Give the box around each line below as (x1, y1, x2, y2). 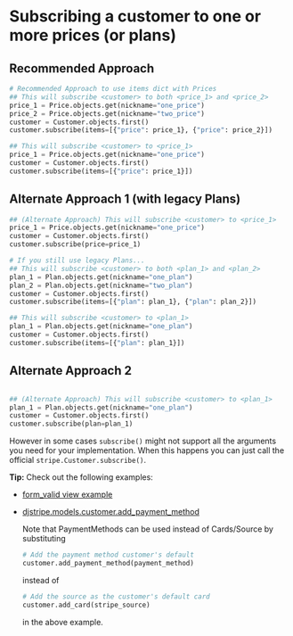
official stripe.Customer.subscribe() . (9, 455, 147, 466)
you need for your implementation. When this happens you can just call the (9, 445, 285, 456)
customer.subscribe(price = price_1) (9, 240, 142, 249)
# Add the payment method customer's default (21, 550, 194, 559)
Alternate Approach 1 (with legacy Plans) (9, 192, 241, 207)
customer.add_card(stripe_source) (21, 600, 151, 609)
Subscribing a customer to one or (9, 6, 261, 27)
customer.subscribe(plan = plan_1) (9, 419, 134, 429)
